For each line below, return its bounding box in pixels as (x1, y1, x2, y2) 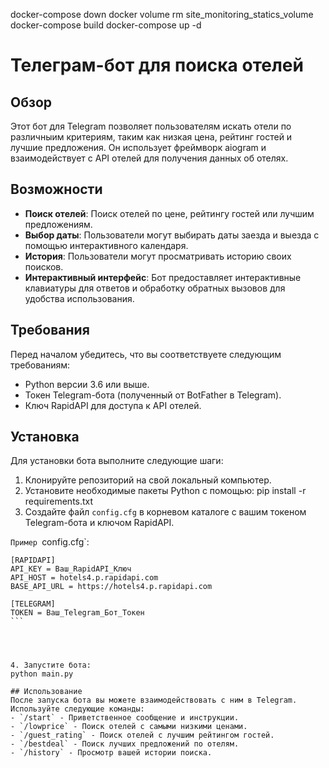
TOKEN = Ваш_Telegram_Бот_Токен (10, 608, 145, 618)
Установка (10, 429, 80, 446)
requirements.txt (24, 495, 94, 508)
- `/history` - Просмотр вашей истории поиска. (10, 748, 213, 758)
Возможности (10, 181, 103, 198)
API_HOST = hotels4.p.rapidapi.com (10, 573, 159, 583)
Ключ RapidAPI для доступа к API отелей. (24, 399, 202, 411)
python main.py (10, 669, 74, 679)
